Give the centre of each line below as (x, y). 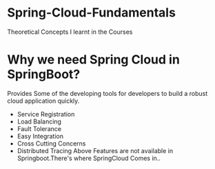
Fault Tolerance (39, 128)
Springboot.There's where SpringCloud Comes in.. (89, 158)
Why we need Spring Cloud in (94, 60)
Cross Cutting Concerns (51, 143)
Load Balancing (39, 121)
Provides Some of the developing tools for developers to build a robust (107, 93)
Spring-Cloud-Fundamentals (91, 13)
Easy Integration (40, 136)
